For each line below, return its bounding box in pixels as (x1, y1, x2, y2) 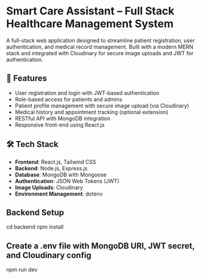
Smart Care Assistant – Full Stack (6, 4, 175, 18)
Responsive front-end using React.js (14, 121, 105, 128)
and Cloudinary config (6, 250, 92, 260)
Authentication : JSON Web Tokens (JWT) (14, 177, 120, 184)
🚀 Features (6, 73, 47, 83)
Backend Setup (6, 207, 65, 217)
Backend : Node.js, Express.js (14, 164, 88, 172)
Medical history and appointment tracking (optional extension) (14, 108, 169, 115)
